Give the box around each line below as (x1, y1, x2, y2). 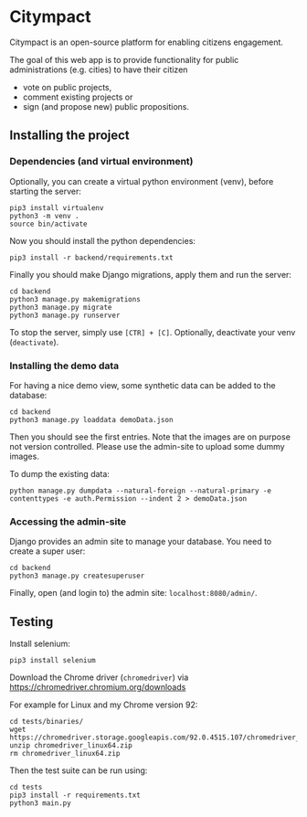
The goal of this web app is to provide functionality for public (9, 54, 239, 65)
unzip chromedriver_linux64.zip (9, 741, 132, 750)
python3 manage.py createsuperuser (9, 571, 145, 581)
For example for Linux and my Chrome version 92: (9, 699, 198, 710)
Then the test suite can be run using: (9, 765, 148, 776)
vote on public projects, (22, 81, 112, 92)
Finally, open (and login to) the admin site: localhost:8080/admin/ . (9, 588, 258, 599)
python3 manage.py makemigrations (9, 294, 142, 303)
